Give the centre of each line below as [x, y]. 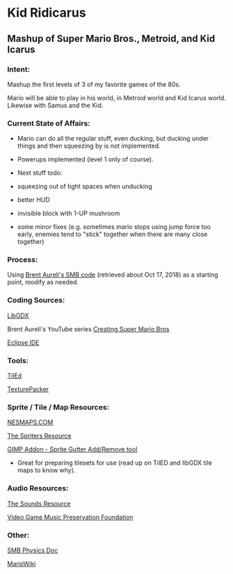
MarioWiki [22, 564]
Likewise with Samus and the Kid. [55, 105]
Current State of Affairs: [49, 123]
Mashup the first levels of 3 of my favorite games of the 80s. [94, 84]
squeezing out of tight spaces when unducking [85, 187]
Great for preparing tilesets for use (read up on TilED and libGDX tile [114, 463]
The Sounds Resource [39, 504]
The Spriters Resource [39, 436]
